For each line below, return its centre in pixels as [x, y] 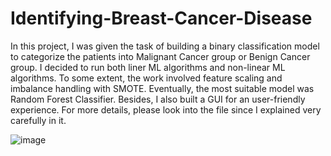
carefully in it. [38, 120]
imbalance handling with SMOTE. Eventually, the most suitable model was [162, 88]
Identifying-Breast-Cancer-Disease [161, 18]
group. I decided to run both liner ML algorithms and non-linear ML [148, 67]
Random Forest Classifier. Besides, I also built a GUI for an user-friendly [158, 99]
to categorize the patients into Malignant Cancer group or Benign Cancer [160, 56]
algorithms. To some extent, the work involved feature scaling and [146, 78]
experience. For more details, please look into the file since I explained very [166, 109]
